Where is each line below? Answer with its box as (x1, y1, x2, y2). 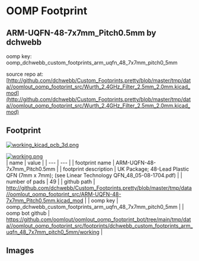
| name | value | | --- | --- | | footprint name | (6, 159, 115, 166)
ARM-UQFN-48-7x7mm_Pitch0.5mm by (6, 28, 156, 38)
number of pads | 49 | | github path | (6, 178, 95, 185)
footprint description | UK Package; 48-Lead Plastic (63, 165, 190, 173)
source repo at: (6, 71, 43, 78)
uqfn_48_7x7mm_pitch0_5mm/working (6, 228, 99, 235)
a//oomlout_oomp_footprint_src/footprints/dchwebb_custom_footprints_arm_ (6, 222, 193, 229)
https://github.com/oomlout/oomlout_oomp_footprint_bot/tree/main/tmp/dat (6, 215, 191, 223)
